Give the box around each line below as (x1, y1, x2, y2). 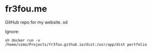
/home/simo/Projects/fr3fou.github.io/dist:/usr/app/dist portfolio (5, 42, 147, 47)
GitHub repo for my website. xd (5, 19, 68, 25)
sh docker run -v (5, 38, 40, 43)
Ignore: (5, 28, 19, 34)
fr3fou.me (5, 3, 47, 14)
